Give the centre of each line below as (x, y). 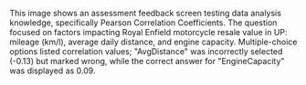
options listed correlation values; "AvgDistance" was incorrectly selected (146, 52)
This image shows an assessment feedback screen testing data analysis (145, 13)
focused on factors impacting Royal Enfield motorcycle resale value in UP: (148, 32)
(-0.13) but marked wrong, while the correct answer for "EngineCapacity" (147, 61)
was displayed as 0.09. (53, 71)
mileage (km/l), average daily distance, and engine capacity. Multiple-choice (153, 42)
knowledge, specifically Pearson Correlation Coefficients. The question (143, 23)
